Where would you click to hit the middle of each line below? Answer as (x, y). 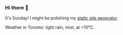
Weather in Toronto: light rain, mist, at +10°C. (50, 27)
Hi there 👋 (17, 8)
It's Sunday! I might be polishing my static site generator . (62, 18)
